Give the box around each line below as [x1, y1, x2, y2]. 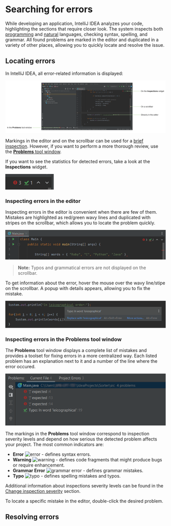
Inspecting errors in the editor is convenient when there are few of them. [5, 209, 158, 215]
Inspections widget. [5, 164, 48, 170]
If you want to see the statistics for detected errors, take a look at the [5, 159, 150, 165]
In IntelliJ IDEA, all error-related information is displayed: [5, 70, 124, 76]
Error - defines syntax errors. [12, 451, 91, 457]
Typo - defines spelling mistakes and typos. [12, 473, 121, 479]
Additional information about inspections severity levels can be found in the [5, 482, 164, 489]
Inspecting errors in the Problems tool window [5, 336, 122, 343]
